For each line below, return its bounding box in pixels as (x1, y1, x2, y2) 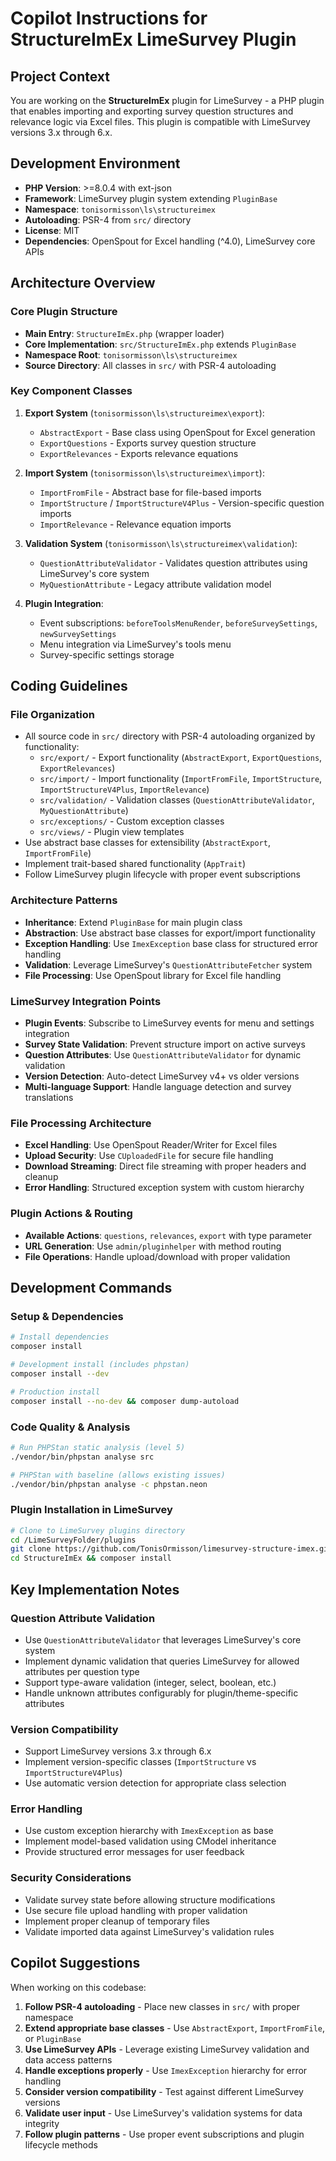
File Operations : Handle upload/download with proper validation (24, 1250, 291, 1262)
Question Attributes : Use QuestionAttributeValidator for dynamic (24, 1049, 302, 1061)
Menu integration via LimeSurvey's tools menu (39, 638, 232, 650)
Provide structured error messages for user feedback (24, 1846, 245, 1858)
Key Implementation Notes (10, 1581, 180, 1598)
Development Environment (10, 155, 181, 172)
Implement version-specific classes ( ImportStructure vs (24, 1756, 257, 1768)
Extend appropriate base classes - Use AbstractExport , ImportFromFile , (24, 2022, 326, 2034)
